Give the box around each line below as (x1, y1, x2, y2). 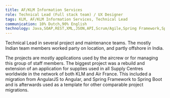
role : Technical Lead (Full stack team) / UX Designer (5, 12, 123, 17)
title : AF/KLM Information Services (5, 7, 82, 13)
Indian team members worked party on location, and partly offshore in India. (5, 45, 164, 51)
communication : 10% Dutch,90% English (5, 21, 87, 27)
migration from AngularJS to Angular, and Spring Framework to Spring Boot (5, 76, 162, 82)
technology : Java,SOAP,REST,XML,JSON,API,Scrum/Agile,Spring (5, 26, 137, 31)
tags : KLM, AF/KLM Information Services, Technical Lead (5, 17, 128, 22)
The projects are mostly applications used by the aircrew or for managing (5, 55, 158, 61)
